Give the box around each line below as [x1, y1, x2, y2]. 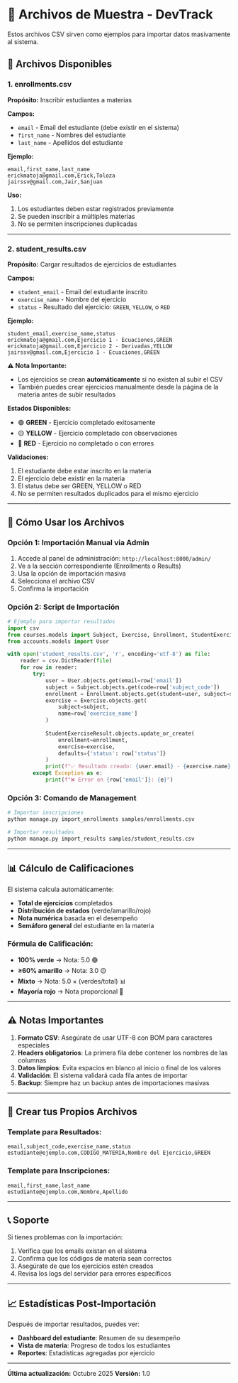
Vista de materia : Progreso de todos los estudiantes [17, 1341, 171, 1350]
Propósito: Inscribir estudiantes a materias [7, 95, 132, 104]
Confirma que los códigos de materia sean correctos [17, 1254, 172, 1263]
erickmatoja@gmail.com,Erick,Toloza [7, 172, 115, 179]
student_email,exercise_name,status [7, 330, 115, 337]
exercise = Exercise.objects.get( [45, 696, 147, 704]
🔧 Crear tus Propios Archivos [7, 1106, 138, 1118]
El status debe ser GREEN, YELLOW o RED [17, 481, 142, 490]
